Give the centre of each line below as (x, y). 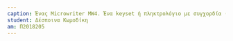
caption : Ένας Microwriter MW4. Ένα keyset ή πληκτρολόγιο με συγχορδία (114, 14)
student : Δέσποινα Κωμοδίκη (48, 20)
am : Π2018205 (26, 26)
